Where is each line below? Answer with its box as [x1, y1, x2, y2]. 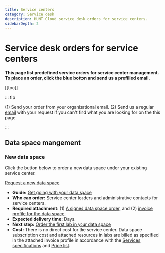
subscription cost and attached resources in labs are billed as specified [12, 232, 159, 238]
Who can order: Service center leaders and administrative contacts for [12, 195, 158, 201]
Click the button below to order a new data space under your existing [5, 165, 147, 171]
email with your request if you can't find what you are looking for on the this [5, 109, 161, 115]
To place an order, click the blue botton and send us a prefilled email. [5, 75, 150, 81]
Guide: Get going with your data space [12, 189, 92, 195]
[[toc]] [5, 85, 18, 91]
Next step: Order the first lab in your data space [12, 221, 111, 227]
